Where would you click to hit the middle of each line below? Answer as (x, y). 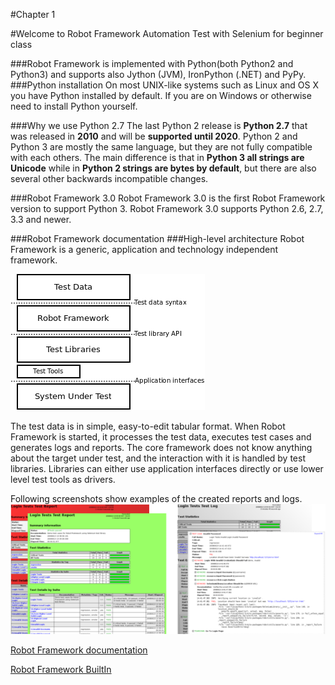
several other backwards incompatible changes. (109, 178)
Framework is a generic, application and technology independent (144, 249)
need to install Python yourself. (74, 106)
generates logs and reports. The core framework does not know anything (161, 447)
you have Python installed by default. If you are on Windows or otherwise (161, 95)
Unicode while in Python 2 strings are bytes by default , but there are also (163, 168)
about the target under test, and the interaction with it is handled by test (158, 458)
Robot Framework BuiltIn (61, 670)
